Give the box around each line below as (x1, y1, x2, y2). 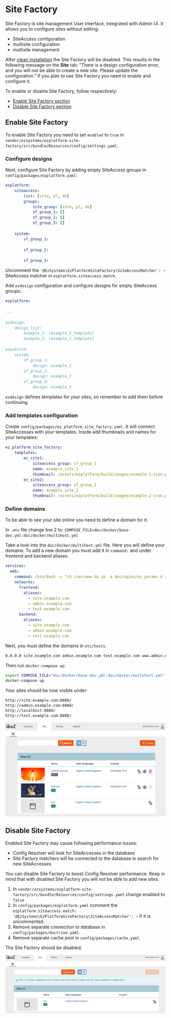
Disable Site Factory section (12, 103, 72, 109)
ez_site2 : (23, 477, 44, 482)
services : (5, 564, 26, 569)
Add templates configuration (5, 412, 78, 419)
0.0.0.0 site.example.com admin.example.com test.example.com (5, 653, 140, 658)
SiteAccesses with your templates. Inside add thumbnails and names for (5, 429, 156, 435)
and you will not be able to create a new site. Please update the (5, 67, 138, 73)
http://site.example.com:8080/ (5, 698, 72, 703)
